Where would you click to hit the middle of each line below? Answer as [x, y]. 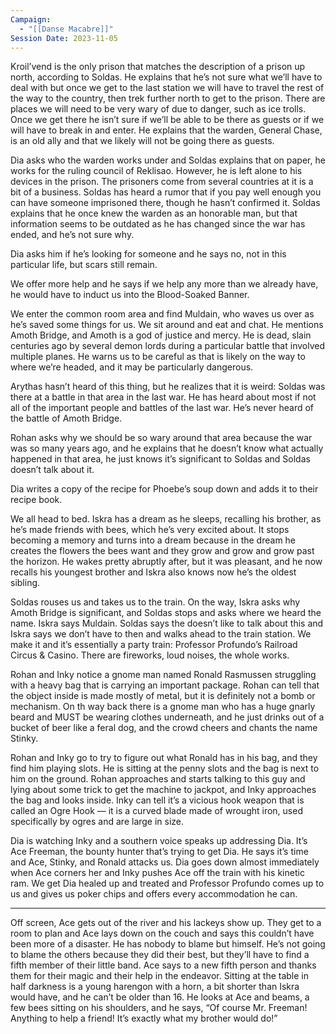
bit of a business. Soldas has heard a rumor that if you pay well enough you [166, 192]
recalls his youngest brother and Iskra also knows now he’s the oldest [153, 572]
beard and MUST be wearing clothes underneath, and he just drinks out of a [167, 717]
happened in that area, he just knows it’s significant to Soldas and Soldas [160, 459]
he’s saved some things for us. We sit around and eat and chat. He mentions [167, 325]
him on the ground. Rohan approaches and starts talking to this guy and [158, 779]
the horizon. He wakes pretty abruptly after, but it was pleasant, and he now [166, 562]
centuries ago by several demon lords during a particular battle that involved [167, 346]
